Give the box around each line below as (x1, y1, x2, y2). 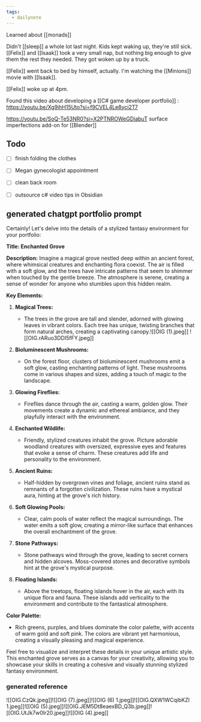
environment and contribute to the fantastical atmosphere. (23, 600, 168, 607)
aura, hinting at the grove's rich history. (23, 492, 121, 499)
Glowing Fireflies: (14, 389, 60, 396)
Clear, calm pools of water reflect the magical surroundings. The (23, 515, 184, 523)
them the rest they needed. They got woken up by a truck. (6, 55, 150, 63)
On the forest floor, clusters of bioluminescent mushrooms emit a (23, 358, 185, 365)
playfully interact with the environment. (23, 413, 121, 421)
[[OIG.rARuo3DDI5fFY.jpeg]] (23, 334, 94, 342)
